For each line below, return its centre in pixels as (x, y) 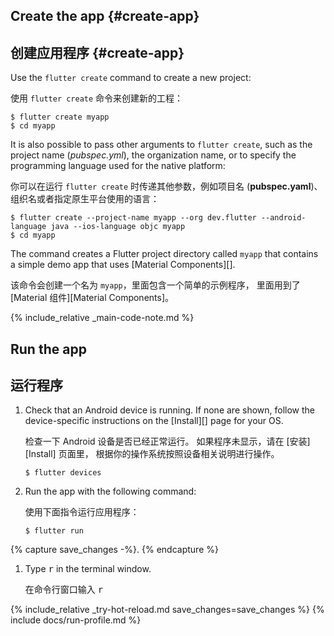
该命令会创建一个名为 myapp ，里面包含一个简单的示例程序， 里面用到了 (155, 285)
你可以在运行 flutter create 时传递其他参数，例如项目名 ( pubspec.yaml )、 (166, 186)
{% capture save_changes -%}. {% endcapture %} (114, 550)
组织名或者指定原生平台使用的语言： (85, 199)
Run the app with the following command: (110, 491)
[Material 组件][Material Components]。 (92, 298)
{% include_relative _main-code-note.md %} (102, 318)
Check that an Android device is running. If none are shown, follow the (169, 410)
